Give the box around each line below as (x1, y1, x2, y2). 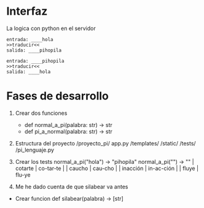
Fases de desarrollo (6, 89, 109, 103)
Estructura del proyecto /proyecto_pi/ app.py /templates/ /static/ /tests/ (15, 139, 196, 147)
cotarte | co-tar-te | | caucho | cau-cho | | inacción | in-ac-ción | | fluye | (15, 164, 198, 172)
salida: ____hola (6, 69, 51, 75)
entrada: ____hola (6, 36, 53, 42)
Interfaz (6, 4, 48, 18)
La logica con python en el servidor (6, 25, 96, 32)
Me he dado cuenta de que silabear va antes (15, 183, 128, 190)
